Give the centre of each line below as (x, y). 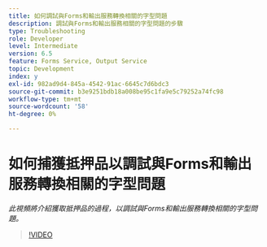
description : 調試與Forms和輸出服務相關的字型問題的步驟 (96, 24)
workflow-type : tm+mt (45, 99)
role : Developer (36, 39)
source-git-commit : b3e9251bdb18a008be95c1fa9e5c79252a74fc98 (116, 91)
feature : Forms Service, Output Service (78, 62)
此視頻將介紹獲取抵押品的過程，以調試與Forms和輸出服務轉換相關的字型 (129, 208)
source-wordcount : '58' (49, 106)
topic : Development (42, 69)
